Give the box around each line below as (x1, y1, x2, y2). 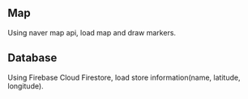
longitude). (7, 80, 44, 91)
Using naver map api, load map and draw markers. (7, 27, 176, 37)
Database (7, 52, 58, 65)
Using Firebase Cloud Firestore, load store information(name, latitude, (7, 72, 241, 82)
